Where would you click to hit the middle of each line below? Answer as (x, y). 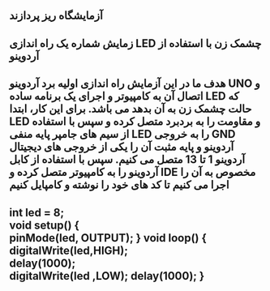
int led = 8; (36, 212)
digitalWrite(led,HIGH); (69, 250)
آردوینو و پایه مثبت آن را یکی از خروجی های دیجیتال (122, 147)
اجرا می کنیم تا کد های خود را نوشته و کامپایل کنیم (119, 185)
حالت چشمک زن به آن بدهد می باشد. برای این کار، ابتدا (131, 109)
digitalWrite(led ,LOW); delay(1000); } (107, 276)
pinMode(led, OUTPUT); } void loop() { (108, 238)
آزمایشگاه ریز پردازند (56, 16)
